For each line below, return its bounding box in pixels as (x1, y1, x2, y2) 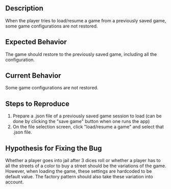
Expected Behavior (5, 38, 67, 46)
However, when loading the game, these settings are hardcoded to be (5, 168, 152, 174)
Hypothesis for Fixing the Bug (5, 144, 102, 152)
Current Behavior (5, 71, 61, 80)
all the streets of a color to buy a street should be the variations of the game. (5, 163, 166, 169)
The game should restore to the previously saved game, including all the (5, 51, 157, 57)
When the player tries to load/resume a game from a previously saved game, (5, 17, 166, 23)
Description (5, 4, 43, 13)
